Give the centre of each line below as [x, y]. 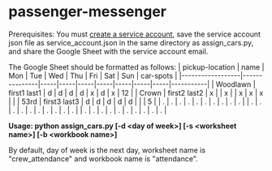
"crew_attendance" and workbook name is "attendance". [104, 158]
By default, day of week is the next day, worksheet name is [107, 150]
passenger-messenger [87, 12]
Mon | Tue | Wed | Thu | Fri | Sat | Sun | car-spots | [93, 75]
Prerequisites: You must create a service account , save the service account [135, 34]
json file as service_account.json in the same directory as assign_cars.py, [131, 42]
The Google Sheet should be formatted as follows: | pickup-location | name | [136, 66]
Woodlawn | [235, 84]
